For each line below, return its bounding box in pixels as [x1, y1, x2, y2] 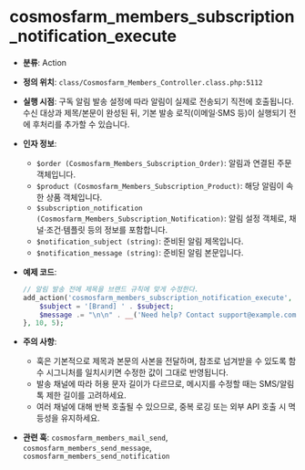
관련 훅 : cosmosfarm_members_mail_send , [22, 432, 168, 444]
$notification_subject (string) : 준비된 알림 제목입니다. [36, 235, 244, 246]
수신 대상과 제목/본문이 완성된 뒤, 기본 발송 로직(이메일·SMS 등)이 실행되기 [22, 107, 287, 118]
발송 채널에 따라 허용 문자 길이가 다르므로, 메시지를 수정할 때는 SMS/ [36, 379, 280, 390]
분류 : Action [22, 57, 66, 68]
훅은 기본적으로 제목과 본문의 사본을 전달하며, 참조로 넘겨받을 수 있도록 [36, 356, 287, 367]
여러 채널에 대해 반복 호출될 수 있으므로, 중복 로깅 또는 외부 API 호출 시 [36, 402, 287, 413]
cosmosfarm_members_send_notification [22, 452, 170, 462]
